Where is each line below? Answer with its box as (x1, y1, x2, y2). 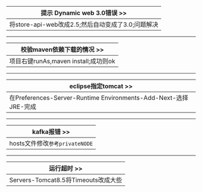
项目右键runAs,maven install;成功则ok (9, 57, 115, 65)
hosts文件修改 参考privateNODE (9, 139, 93, 147)
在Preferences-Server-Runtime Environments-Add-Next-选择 (9, 94, 189, 102)
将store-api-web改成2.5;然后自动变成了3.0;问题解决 (9, 20, 159, 29)
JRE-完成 (9, 103, 37, 111)
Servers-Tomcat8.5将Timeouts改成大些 (9, 176, 123, 184)
